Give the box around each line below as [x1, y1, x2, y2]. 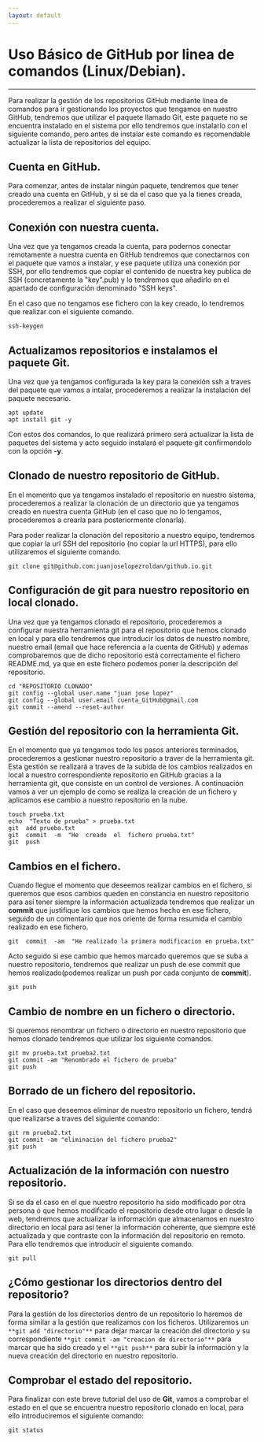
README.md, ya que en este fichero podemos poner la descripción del [8, 658, 238, 668]
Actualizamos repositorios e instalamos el [8, 343, 218, 357]
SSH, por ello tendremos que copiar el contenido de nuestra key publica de [8, 267, 251, 276]
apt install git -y [8, 416, 72, 424]
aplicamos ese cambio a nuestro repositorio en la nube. [8, 795, 189, 805]
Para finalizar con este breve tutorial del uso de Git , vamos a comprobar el [8, 1395, 249, 1404]
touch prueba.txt [8, 810, 65, 819]
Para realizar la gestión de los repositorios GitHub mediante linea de [8, 95, 229, 105]
